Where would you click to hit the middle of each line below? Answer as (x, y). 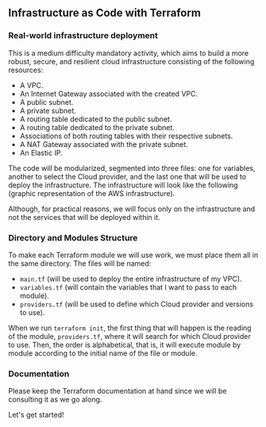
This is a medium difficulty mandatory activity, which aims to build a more (129, 53)
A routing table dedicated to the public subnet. (96, 119)
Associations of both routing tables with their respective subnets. (126, 136)
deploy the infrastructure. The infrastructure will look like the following (123, 185)
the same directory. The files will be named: (80, 263)
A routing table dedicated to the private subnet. (97, 127)
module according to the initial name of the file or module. (103, 353)
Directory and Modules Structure (73, 237)
